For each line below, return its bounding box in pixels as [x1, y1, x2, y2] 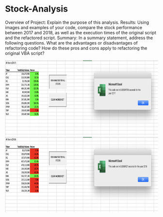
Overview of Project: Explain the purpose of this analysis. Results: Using [5, 19, 149, 25]
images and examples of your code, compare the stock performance [5, 24, 142, 30]
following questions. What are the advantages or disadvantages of [5, 40, 138, 46]
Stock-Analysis [5, 3, 68, 15]
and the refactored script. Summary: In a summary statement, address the [5, 35, 153, 41]
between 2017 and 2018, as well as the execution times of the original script [5, 30, 156, 35]
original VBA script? [5, 50, 45, 56]
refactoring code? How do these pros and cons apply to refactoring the [5, 45, 147, 51]
